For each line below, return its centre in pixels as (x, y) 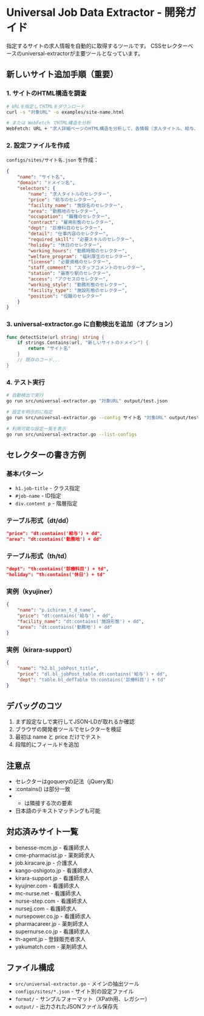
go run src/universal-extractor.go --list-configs (72, 434)
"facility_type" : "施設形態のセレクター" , (78, 290)
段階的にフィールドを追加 (47, 745)
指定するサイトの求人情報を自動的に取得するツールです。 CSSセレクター (97, 46)
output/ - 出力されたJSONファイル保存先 (66, 1006)
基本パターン (25, 474)
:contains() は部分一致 (43, 789)
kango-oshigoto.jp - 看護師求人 (54, 870)
